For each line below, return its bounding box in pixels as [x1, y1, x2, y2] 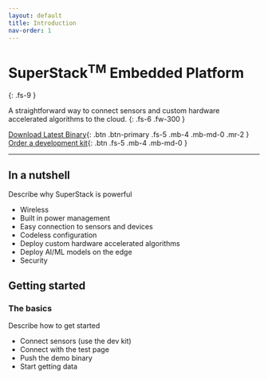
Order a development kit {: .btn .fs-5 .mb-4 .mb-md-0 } [8, 138, 187, 147]
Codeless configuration [19, 230, 97, 240]
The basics [8, 303, 53, 314]
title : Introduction [8, 19, 77, 27]
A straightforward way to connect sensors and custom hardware [8, 105, 220, 115]
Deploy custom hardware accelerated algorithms [19, 239, 181, 248]
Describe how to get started [8, 321, 100, 330]
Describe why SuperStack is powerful [8, 189, 132, 199]
